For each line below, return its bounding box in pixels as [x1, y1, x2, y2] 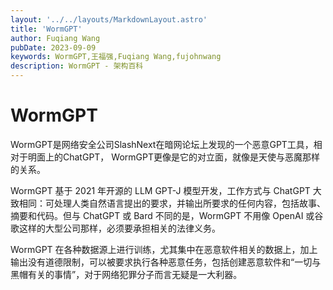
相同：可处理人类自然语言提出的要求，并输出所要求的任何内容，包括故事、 [18, 197, 326, 209]
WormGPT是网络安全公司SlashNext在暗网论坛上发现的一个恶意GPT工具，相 [10, 138, 323, 150]
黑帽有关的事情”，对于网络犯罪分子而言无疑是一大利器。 [10, 268, 243, 280]
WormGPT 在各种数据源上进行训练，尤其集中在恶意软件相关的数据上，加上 [10, 243, 318, 255]
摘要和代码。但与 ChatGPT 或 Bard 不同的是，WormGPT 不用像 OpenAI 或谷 [10, 209, 324, 221]
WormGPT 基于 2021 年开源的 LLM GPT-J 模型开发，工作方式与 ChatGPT [10, 184, 311, 196]
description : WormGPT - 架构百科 [10, 61, 144, 71]
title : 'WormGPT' [10, 24, 83, 34]
